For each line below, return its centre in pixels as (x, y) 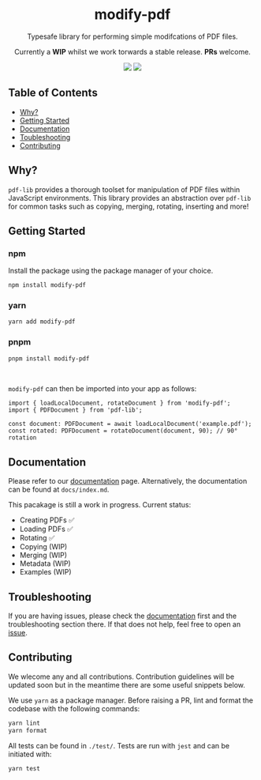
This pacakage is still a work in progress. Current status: (100, 505)
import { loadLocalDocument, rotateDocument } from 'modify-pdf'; (119, 403)
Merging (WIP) (43, 556)
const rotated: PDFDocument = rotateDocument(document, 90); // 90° (123, 431)
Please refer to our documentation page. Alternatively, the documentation (128, 481)
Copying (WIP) (43, 547)
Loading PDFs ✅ (46, 529)
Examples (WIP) (46, 572)
